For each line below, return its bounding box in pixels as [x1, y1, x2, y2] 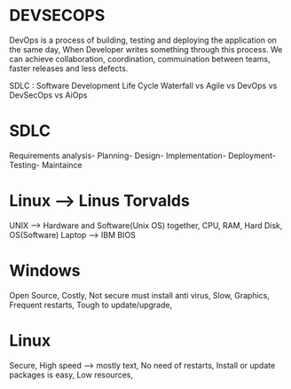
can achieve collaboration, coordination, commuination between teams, [9, 53, 271, 64]
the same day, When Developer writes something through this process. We [9, 44, 283, 54]
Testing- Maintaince [9, 159, 83, 170]
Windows [9, 261, 81, 281]
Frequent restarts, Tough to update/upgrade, [9, 299, 173, 310]
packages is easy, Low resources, [9, 369, 134, 380]
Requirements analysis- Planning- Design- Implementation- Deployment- [9, 150, 277, 161]
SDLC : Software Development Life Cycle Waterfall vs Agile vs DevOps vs [9, 80, 278, 91]
